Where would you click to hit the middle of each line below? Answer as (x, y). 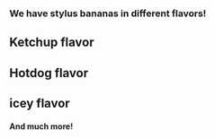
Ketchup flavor (52, 43)
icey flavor (40, 104)
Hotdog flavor (49, 73)
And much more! (41, 126)
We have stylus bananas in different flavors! (108, 13)
